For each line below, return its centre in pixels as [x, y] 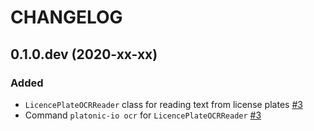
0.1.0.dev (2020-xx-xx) [84, 54]
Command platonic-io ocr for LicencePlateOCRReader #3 [143, 115]
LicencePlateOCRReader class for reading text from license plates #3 [163, 104]
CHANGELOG [66, 17]
